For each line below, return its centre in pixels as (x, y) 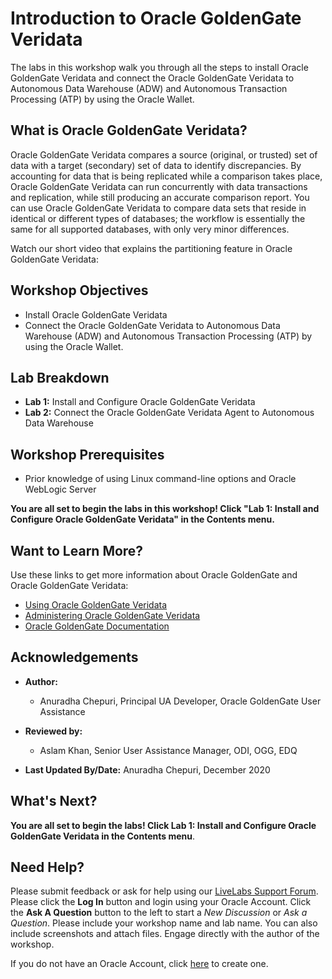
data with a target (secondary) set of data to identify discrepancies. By (156, 165)
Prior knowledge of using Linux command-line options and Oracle (160, 479)
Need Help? (47, 867)
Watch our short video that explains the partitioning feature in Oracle (151, 248)
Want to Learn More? (77, 550)
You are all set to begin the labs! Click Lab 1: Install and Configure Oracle (163, 825)
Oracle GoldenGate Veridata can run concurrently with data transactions (159, 186)
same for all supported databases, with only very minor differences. (150, 229)
